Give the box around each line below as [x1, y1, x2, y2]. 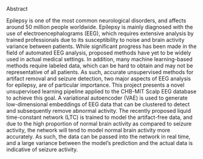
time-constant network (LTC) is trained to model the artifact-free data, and [6, 113, 193, 121]
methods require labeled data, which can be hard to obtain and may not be [6, 62, 193, 69]
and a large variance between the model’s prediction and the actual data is [6, 140, 193, 146]
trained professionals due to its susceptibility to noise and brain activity [6, 36, 185, 43]
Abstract [6, 5, 28, 12]
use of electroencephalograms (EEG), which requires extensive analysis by [6, 30, 194, 37]
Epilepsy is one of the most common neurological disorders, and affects [6, 17, 187, 24]
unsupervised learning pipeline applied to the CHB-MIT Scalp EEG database [6, 88, 197, 95]
